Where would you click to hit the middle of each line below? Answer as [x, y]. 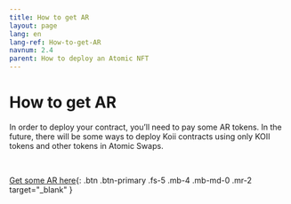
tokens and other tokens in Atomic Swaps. [86, 145]
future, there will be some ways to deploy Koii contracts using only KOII [140, 136]
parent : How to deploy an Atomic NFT [79, 59]
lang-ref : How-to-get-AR [55, 42]
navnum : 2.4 [31, 51]
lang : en [25, 34]
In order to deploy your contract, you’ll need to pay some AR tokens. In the [145, 127]
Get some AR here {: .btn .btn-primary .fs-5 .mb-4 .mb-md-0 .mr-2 [130, 180]
